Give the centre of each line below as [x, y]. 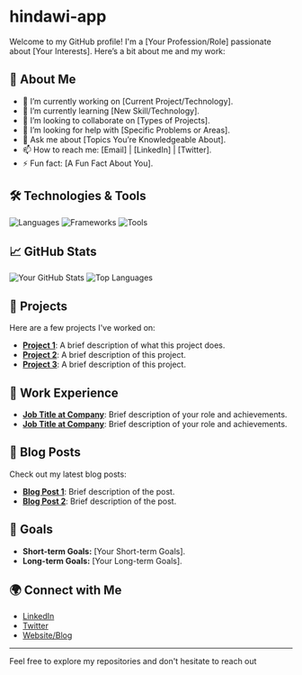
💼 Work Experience [64, 392]
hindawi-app [58, 17]
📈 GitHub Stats [53, 251]
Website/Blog [47, 635]
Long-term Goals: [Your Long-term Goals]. [102, 561]
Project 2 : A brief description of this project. [104, 355]
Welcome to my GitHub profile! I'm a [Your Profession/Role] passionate [140, 41]
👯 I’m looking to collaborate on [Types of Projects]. [116, 120]
